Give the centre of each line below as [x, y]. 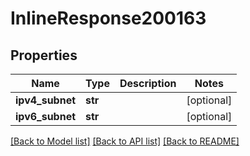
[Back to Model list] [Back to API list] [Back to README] [125, 141]
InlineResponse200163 [108, 18]
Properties [44, 55]
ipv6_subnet [46, 116]
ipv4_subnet [46, 100]
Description [148, 83]
